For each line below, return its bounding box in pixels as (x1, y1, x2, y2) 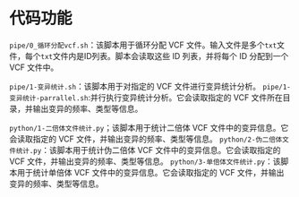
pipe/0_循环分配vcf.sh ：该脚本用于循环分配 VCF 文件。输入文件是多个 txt (9, 39, 278, 50)
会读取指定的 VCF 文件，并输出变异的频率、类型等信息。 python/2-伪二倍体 (9, 133, 283, 144)
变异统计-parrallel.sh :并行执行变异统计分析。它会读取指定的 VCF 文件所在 (9, 91, 284, 103)
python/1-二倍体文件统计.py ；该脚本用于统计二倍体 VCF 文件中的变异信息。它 (9, 122, 289, 133)
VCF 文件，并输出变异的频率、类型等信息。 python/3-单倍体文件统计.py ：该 (9, 156, 281, 167)
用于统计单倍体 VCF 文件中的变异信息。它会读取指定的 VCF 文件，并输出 (16, 167, 285, 177)
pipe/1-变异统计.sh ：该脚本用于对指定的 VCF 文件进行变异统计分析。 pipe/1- (9, 81, 291, 91)
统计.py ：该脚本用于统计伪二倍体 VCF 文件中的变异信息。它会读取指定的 (15, 144, 281, 155)
